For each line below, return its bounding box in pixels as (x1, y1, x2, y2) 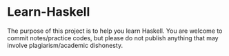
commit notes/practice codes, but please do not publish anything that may (7, 33, 219, 42)
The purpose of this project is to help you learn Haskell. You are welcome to (7, 27, 223, 35)
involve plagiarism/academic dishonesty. (7, 41, 123, 49)
